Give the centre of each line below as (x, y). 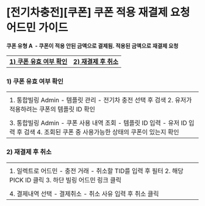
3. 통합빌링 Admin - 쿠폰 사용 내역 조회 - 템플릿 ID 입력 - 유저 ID (98, 123)
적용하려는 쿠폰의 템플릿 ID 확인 (52, 109)
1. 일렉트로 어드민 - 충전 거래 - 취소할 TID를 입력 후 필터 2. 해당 (96, 171)
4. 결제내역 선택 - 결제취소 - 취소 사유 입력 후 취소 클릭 (84, 194)
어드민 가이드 (37, 28)
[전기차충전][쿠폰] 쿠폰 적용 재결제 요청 (98, 12)
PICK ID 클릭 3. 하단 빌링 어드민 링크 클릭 (66, 180)
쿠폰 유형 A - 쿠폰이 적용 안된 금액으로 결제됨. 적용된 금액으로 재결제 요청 (92, 46)
